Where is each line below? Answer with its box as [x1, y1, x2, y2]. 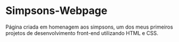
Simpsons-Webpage [5, 4, 108, 17]
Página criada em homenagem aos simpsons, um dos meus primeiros [5, 23, 173, 30]
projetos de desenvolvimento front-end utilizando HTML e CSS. [5, 29, 159, 36]
